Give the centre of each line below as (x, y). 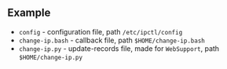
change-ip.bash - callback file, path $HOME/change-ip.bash (112, 40)
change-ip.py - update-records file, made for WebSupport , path (119, 48)
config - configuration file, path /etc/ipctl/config (101, 31)
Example (29, 13)
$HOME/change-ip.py (51, 57)
